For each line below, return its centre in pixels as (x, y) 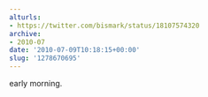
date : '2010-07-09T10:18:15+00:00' (75, 50)
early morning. (36, 83)
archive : (25, 34)
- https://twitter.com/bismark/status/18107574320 (104, 26)
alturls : (25, 17)
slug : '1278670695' (45, 58)
